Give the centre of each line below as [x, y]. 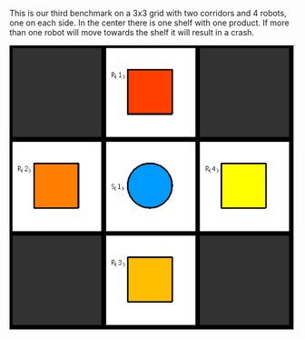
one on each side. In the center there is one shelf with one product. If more [149, 23]
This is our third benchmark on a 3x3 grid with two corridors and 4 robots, [148, 13]
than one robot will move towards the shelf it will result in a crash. [132, 32]
